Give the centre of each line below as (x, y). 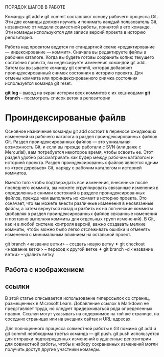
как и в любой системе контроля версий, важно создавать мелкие (75, 224)
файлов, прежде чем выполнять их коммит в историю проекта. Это (76, 198)
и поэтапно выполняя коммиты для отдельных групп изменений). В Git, (80, 219)
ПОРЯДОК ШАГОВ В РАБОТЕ (35, 7)
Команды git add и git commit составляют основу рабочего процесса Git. (82, 16)
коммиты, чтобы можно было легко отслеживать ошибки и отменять (78, 229)
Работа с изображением (45, 270)
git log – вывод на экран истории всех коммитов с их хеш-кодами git (78, 93)
